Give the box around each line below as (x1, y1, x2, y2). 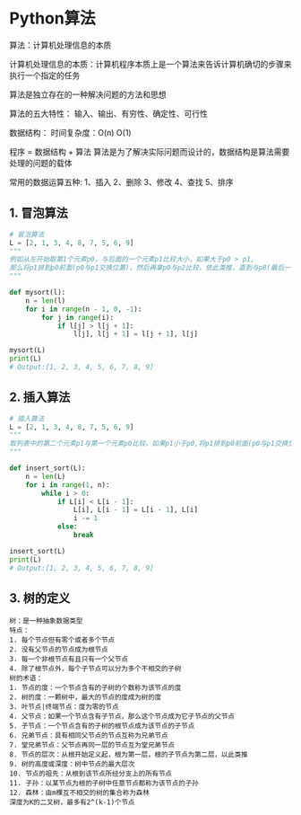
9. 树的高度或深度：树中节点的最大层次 (9, 760, 135, 769)
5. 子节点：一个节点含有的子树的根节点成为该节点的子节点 (9, 722, 195, 731)
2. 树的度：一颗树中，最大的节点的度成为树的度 (9, 693, 162, 702)
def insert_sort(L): (9, 464, 87, 473)
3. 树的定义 (9, 590, 71, 606)
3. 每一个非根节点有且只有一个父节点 (9, 655, 128, 664)
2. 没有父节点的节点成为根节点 (9, 645, 109, 654)
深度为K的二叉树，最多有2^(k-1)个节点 (9, 798, 135, 807)
